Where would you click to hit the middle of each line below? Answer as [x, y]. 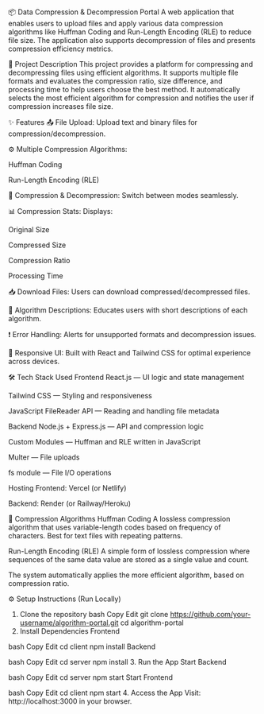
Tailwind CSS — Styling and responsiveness [80, 396]
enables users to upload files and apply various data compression [116, 23]
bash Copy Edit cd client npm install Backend [82, 646]
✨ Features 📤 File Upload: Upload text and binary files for [103, 122]
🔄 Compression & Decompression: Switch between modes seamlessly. [124, 195]
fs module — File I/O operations [60, 473]
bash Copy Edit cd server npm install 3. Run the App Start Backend [118, 662]
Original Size [29, 229]
